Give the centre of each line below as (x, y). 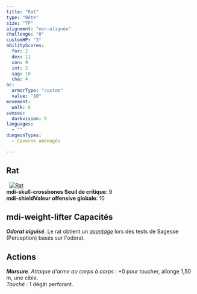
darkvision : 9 (29, 118)
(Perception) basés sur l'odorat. (46, 238)
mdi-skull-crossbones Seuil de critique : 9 (59, 191)
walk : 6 (21, 107)
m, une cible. (22, 278)
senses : (16, 113)
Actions (21, 257)
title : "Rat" (23, 12)
